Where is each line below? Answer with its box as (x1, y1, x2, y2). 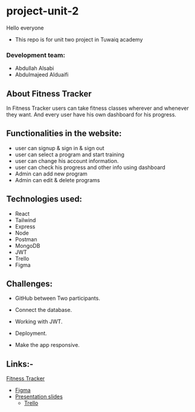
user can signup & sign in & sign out (14, 144, 104, 151)
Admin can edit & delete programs (14, 176, 100, 183)
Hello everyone (6, 24, 44, 31)
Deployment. (14, 330, 47, 337)
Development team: (6, 51, 65, 59)
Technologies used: (6, 194, 83, 204)
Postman (14, 235, 37, 242)
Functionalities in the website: (6, 128, 122, 139)
